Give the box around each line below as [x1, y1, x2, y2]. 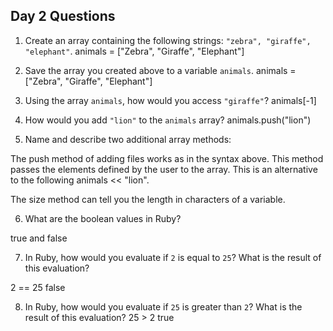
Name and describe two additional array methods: [24, 133, 232, 145]
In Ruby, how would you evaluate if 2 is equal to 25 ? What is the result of [24, 251, 322, 263]
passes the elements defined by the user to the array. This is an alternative [10, 163, 318, 175]
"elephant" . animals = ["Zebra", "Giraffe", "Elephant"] [24, 45, 245, 57]
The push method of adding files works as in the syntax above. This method [10, 152, 324, 164]
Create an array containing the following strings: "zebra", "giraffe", [24, 34, 312, 46]
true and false [10, 232, 68, 244]
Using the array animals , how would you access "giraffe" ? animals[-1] [24, 94, 317, 106]
